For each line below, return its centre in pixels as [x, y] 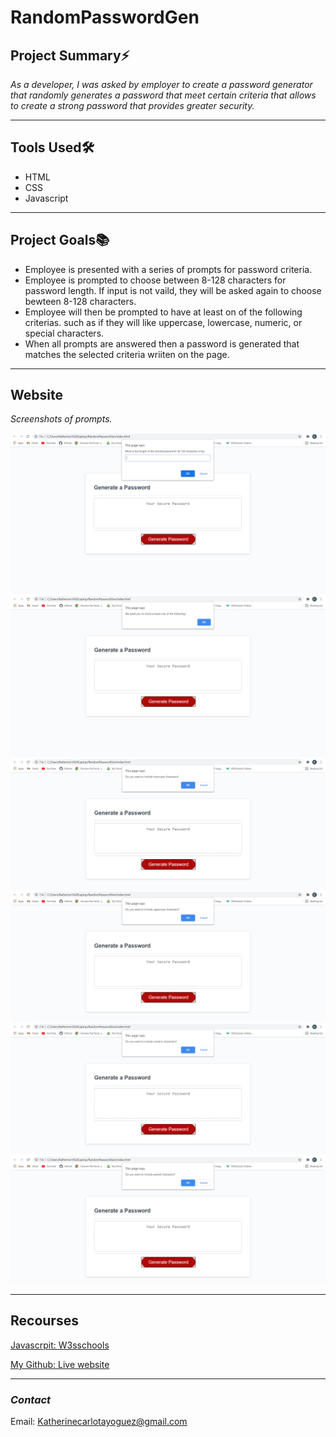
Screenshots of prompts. [61, 419]
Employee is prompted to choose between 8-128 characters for [155, 280]
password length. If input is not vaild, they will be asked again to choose [173, 290]
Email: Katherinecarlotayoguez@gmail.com [99, 1422]
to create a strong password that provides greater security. [132, 105]
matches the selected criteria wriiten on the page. [127, 354]
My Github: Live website [60, 1364]
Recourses [44, 1321]
